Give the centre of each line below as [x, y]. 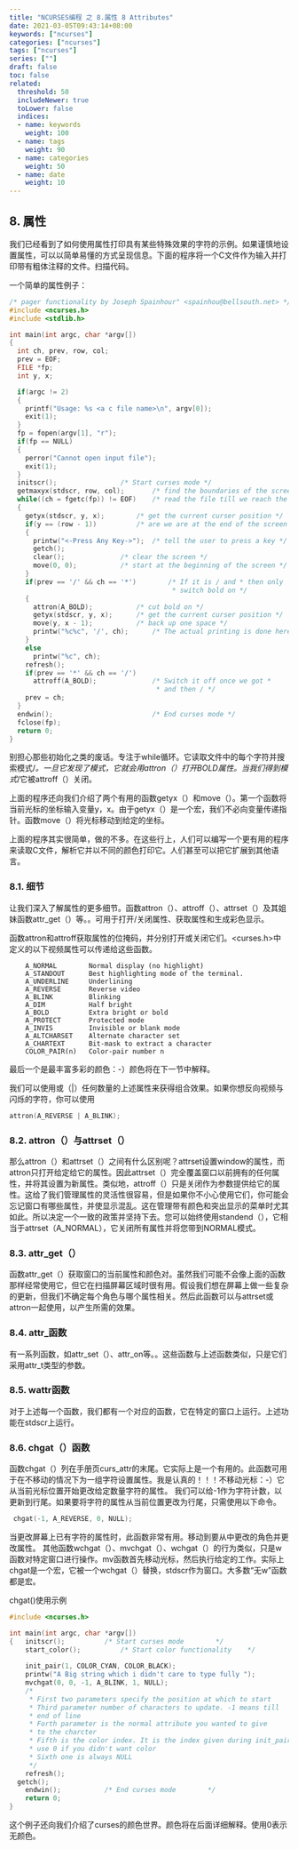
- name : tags [41, 141]
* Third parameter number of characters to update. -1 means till [154, 1708]
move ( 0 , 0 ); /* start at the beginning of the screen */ [160, 565]
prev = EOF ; [39, 360]
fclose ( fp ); [39, 722]
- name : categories [53, 158]
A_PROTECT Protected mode [85, 1020]
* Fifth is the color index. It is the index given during [140, 1741]
